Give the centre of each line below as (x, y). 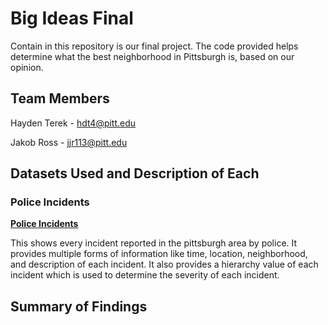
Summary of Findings (79, 306)
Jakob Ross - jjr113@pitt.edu (69, 142)
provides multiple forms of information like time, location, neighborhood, (159, 254)
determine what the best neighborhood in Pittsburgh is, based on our (152, 56)
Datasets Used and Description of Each (135, 173)
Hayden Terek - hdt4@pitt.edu (73, 123)
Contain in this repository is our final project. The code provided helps (154, 46)
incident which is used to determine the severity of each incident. (145, 275)
